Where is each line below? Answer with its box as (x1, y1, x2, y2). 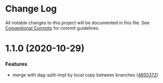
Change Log (5, 3, 57, 15)
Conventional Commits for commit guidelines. (5, 25, 100, 31)
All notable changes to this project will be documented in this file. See (5, 20, 150, 26)
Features (5, 61, 28, 68)
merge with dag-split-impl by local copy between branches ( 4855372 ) (12, 72, 158, 78)
